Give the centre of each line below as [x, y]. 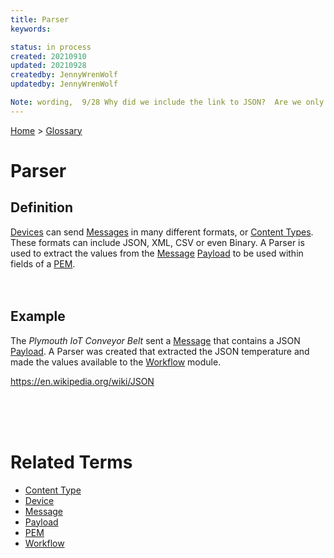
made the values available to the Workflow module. [116, 362]
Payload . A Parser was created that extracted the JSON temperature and [160, 351]
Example [38, 316]
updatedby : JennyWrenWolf [64, 84]
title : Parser [40, 19]
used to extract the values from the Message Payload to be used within [157, 253]
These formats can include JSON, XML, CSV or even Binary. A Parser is [157, 242]
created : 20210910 [48, 56]
